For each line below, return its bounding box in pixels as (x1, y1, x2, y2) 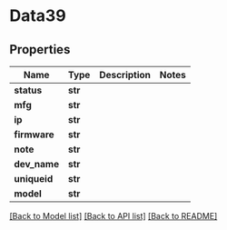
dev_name (14, 158, 60, 170)
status (14, 84, 43, 96)
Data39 (9, 5, 66, 26)
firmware (14, 128, 54, 141)
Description (99, 69, 152, 81)
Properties (9, 42, 71, 57)
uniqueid (14, 173, 54, 185)
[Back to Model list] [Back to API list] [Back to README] (9, 211, 218, 221)
